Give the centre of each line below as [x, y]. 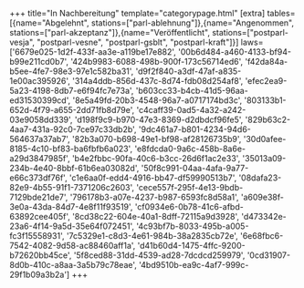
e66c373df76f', [38, 178]
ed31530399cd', [40, 100]
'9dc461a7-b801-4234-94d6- [194, 129]
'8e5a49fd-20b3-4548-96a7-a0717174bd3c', [157, 100]
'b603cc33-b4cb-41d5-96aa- [192, 91]
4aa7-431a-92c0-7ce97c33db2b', [73, 129]
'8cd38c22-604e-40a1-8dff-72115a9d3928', [156, 216]
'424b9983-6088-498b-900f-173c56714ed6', [157, 62]
